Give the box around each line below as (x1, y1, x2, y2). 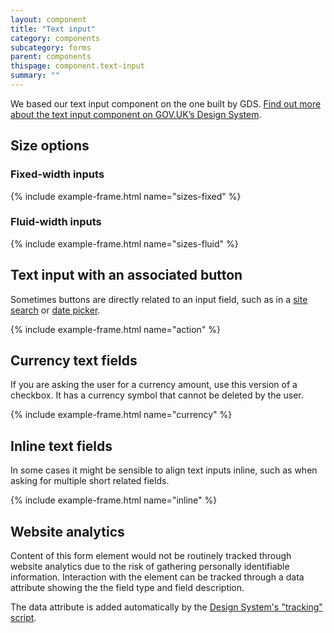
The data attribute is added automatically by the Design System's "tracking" (10, 601, 323, 613)
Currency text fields (10, 352, 138, 370)
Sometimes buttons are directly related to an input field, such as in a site (10, 293, 308, 305)
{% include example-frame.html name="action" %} (10, 323, 222, 335)
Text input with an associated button (10, 267, 243, 284)
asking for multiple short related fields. (10, 475, 170, 487)
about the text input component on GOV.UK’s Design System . (10, 108, 262, 120)
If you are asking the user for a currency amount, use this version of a (10, 379, 298, 391)
